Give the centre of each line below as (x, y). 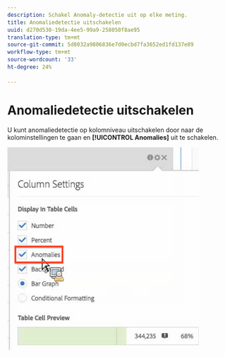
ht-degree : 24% (30, 67)
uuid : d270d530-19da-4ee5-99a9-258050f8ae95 (74, 30)
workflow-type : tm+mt (39, 52)
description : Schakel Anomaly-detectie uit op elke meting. (98, 15)
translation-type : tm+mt (44, 37)
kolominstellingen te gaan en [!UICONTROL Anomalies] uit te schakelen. (113, 137)
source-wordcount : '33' (42, 60)
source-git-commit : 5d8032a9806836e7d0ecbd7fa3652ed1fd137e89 (101, 45)
